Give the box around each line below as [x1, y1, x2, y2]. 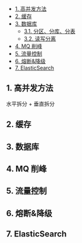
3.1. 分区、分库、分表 [23, 28, 76, 35]
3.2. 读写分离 [23, 35, 56, 42]
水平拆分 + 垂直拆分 [6, 100, 55, 107]
